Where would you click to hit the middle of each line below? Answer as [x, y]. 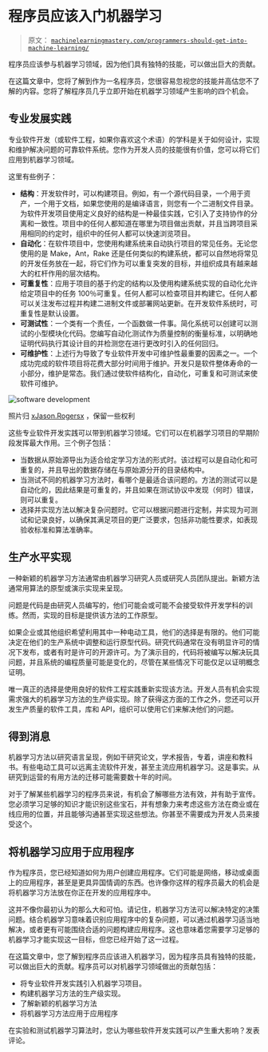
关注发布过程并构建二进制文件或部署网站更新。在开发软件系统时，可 [146, 303]
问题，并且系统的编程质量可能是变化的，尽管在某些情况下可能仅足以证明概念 [134, 662]
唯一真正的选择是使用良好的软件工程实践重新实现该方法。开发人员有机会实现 [134, 689]
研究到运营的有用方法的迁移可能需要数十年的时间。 [92, 777]
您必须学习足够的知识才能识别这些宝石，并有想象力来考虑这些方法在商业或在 [134, 804]
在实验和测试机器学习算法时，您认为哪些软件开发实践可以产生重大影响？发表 [134, 1030]
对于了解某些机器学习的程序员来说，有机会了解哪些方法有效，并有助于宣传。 [134, 794]
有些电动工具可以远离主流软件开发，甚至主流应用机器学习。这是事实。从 [141, 767]
